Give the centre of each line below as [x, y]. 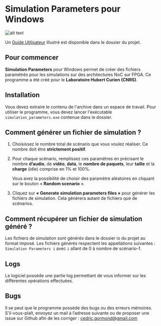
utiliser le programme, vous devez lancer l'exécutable [59, 112]
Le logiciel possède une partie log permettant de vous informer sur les [75, 276]
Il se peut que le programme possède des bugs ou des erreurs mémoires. [79, 307]
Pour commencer [32, 58]
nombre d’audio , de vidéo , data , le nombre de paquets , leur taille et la [83, 164]
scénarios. [23, 204]
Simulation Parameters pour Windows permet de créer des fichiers [73, 69]
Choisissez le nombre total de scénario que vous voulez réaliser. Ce [80, 144]
